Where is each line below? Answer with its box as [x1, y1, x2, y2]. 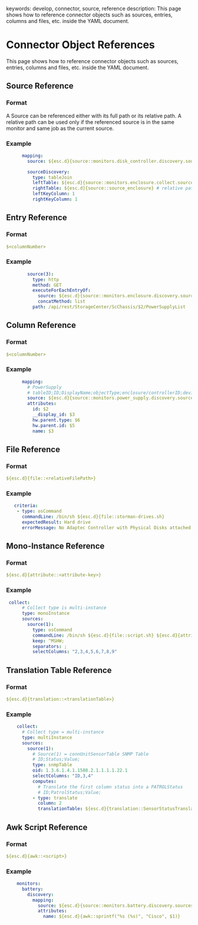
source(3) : [27, 271, 54, 277]
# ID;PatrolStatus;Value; [37, 789, 101, 795]
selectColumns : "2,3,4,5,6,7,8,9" [32, 649, 117, 655]
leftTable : [32, 180, 60, 186]
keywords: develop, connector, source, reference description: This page [6, 5, 181, 12]
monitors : [16, 881, 41, 887]
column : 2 [37, 801, 62, 806]
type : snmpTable [32, 762, 72, 768]
